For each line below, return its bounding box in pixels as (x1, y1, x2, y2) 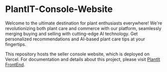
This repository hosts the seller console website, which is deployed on (5, 51, 150, 57)
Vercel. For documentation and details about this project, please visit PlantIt (5, 56, 161, 62)
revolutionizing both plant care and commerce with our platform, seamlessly (5, 25, 162, 31)
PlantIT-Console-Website (5, 3, 113, 15)
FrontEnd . (5, 61, 25, 67)
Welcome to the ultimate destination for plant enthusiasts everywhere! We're (5, 20, 163, 26)
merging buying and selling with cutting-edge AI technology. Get (5, 30, 138, 36)
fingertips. (5, 41, 26, 47)
